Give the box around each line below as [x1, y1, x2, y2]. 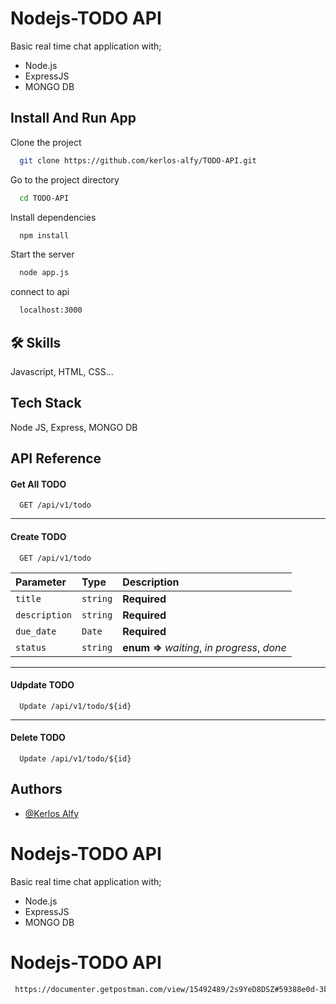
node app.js [19, 268, 70, 278]
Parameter [15, 575, 67, 589]
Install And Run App [10, 110, 137, 127]
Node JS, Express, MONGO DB [10, 421, 138, 433]
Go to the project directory [10, 173, 120, 186]
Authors [10, 781, 63, 798]
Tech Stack [10, 395, 82, 412]
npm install [19, 230, 70, 241]
